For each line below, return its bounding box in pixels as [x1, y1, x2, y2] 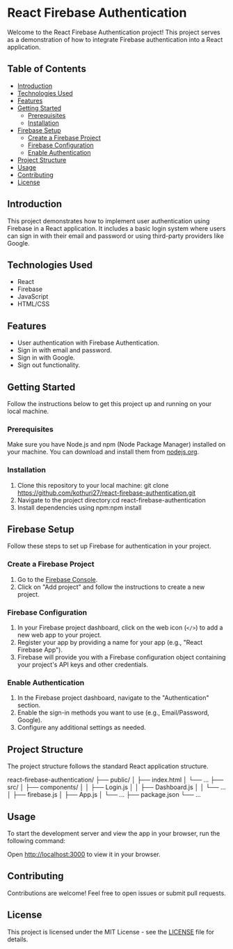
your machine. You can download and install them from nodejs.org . [7, 448, 200, 456]
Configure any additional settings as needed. [17, 724, 146, 732]
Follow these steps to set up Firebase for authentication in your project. [7, 542, 211, 551]
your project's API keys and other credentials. [17, 661, 148, 668]
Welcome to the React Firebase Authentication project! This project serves [7, 28, 220, 36]
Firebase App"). [17, 645, 63, 654]
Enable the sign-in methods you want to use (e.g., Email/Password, [17, 708, 210, 717]
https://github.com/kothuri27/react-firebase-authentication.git [17, 488, 196, 497]
